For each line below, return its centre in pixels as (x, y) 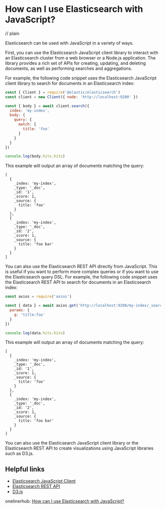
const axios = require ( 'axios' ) (38, 297)
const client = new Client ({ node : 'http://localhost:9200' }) (72, 97)
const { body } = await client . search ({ (47, 106)
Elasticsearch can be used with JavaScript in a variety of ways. (69, 43)
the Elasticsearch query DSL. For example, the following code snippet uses (81, 277)
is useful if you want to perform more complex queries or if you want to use (82, 272)
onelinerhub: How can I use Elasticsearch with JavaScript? (65, 501)
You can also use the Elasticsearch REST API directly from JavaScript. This (81, 267)
